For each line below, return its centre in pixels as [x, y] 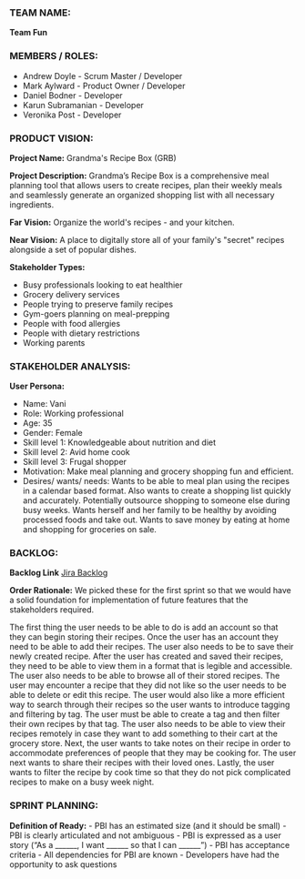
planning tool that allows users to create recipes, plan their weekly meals [146, 185]
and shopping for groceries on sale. [90, 530]
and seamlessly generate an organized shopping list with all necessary [142, 195]
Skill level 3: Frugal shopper [75, 462]
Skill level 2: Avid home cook [76, 452]
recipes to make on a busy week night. [82, 782]
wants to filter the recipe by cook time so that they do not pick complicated [150, 773]
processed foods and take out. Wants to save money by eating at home [156, 520]
